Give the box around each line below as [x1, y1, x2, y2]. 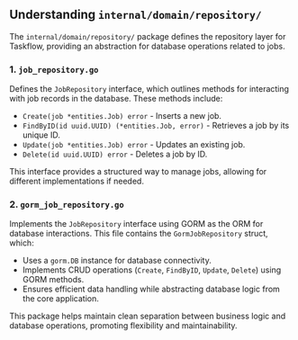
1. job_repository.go [9, 63, 99, 76]
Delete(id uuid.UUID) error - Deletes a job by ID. [22, 148, 208, 160]
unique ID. [22, 130, 60, 140]
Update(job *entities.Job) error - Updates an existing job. [22, 139, 246, 150]
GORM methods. [22, 274, 85, 285]
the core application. [22, 293, 99, 304]
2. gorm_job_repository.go [9, 198, 124, 210]
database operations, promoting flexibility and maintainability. [9, 320, 238, 331]
